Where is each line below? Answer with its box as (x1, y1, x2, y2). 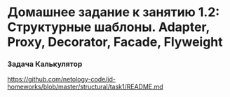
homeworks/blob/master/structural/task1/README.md (7, 82, 163, 91)
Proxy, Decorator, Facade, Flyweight (7, 34, 223, 50)
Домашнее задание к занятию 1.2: (7, 4, 220, 20)
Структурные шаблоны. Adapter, (7, 19, 210, 35)
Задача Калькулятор (7, 59, 83, 69)
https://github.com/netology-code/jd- (7, 75, 116, 84)
